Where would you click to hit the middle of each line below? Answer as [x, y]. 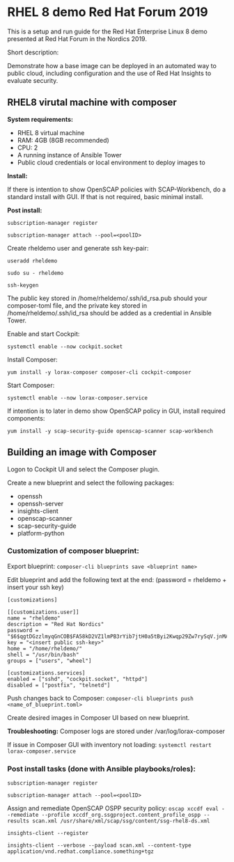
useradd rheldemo [32, 261]
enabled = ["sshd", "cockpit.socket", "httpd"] [78, 679]
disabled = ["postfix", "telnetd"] [59, 685]
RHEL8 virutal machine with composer [92, 103]
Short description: [33, 52]
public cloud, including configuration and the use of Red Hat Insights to [109, 73]
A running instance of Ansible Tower [69, 155]
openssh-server [40, 503]
